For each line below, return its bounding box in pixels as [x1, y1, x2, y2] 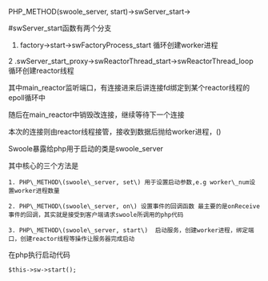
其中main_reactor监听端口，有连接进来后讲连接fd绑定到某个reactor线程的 [8, 83, 250, 92]
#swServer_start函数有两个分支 [8, 23, 112, 33]
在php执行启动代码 [8, 250, 70, 259]
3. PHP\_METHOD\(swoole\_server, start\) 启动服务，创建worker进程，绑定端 [8, 227, 254, 235]
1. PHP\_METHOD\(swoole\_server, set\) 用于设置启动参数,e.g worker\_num [8, 179, 250, 187]
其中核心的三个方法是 [8, 161, 78, 171]
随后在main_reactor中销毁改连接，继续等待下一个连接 [8, 110, 185, 119]
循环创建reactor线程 [8, 66, 74, 75]
